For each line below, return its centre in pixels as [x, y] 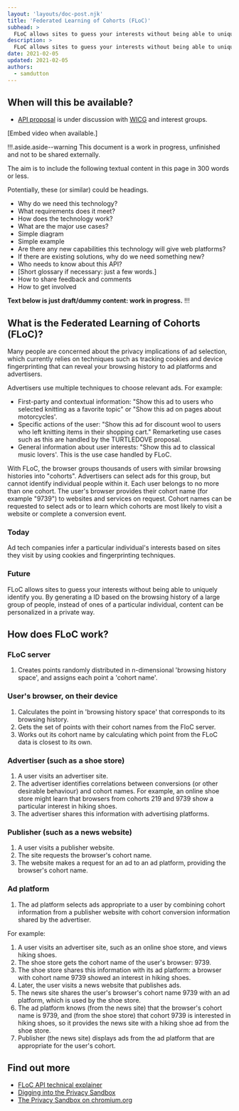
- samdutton [32, 73]
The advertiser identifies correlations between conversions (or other [118, 783]
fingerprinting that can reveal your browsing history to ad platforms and [112, 367]
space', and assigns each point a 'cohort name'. [87, 678]
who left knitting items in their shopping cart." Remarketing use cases [119, 432]
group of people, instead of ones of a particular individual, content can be [116, 604]
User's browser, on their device [63, 697]
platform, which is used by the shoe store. [79, 1000]
